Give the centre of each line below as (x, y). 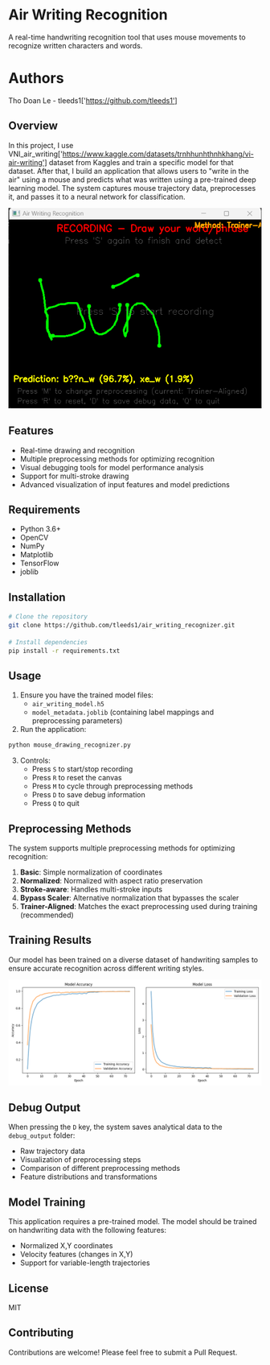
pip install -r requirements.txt (64, 651)
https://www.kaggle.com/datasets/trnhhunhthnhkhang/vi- (158, 154)
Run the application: (53, 730)
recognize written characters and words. (76, 45)
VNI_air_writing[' (35, 154)
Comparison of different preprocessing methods (100, 1169)
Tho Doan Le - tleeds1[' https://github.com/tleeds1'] (93, 100)
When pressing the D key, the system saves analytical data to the (115, 1127)
